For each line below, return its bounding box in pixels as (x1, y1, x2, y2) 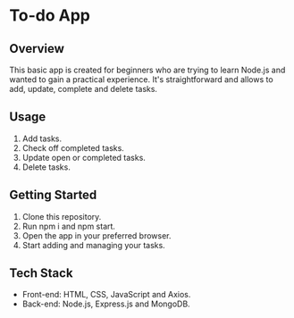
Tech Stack (9, 265, 73, 281)
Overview (9, 41, 65, 56)
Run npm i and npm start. (21, 221, 116, 231)
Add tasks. (21, 133, 63, 144)
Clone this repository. (21, 211, 102, 222)
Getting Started (9, 188, 97, 203)
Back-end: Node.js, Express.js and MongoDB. (21, 298, 190, 309)
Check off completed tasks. (21, 142, 125, 153)
